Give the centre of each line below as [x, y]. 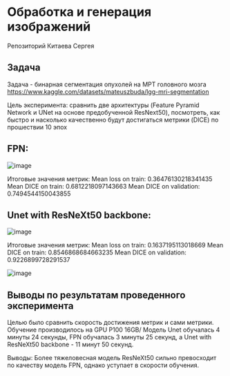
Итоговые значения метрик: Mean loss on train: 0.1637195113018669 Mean [115, 245]
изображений [49, 27]
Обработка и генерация [79, 12]
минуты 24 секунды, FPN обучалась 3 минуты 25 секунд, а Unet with [109, 337]
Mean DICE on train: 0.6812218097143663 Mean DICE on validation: [104, 186]
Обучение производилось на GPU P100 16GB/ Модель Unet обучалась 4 [114, 330]
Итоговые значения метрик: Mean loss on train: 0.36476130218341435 [110, 179]
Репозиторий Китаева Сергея [51, 46]
